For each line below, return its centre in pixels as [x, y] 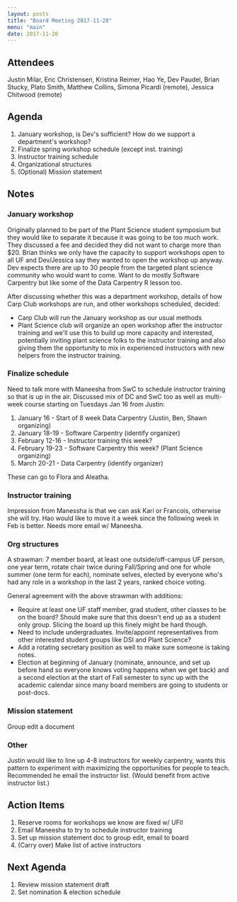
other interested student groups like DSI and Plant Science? [104, 640]
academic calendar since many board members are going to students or [123, 685]
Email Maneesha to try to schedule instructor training [95, 830]
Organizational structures [54, 164]
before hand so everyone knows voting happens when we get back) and [123, 670]
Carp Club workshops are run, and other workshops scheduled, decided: [114, 304]
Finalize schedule [38, 373]
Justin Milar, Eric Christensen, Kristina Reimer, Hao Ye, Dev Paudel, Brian [114, 79]
